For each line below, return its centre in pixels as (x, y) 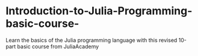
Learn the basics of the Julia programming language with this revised (91, 40)
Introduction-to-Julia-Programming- (99, 11)
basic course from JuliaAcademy (58, 46)
